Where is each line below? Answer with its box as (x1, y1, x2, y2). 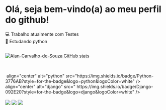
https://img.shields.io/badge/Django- (76, 83, 153, 89)
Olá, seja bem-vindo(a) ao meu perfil (5, 4, 162, 15)
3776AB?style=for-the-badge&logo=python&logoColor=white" (5, 78, 135, 84)
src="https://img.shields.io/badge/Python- (65, 73, 154, 79)
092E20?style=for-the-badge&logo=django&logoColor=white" (5, 89, 135, 95)
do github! (5, 14, 49, 26)
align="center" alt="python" (6, 73, 65, 79)
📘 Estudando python (5, 38, 48, 44)
